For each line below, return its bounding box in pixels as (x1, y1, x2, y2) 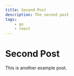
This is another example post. (5, 65, 67, 71)
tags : (5, 17, 17, 22)
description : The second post (5, 12, 69, 17)
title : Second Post (5, 7, 47, 13)
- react (14, 26, 30, 31)
